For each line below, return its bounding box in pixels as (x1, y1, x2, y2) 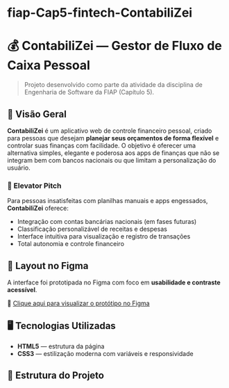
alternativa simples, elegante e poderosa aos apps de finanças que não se (7, 148, 220, 157)
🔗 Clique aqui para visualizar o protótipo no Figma (7, 299, 151, 307)
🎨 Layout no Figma (7, 259, 89, 272)
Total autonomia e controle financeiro (17, 240, 125, 248)
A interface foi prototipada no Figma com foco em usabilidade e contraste (7, 278, 221, 286)
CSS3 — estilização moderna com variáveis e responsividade (17, 349, 194, 357)
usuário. (7, 163, 31, 172)
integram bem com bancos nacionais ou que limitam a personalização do (7, 156, 217, 164)
